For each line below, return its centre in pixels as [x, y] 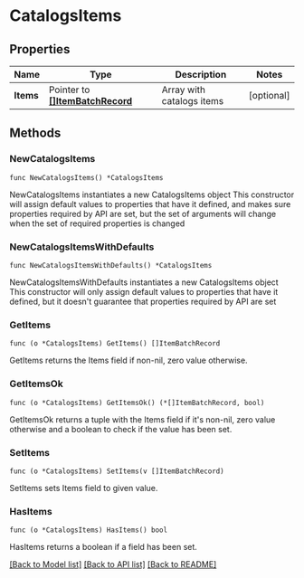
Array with [184, 90]
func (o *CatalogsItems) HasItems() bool [89, 530]
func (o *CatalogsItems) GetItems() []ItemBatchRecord [115, 344]
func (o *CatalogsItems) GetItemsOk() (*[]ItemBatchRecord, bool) [137, 403]
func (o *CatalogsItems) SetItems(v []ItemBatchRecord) [117, 471]
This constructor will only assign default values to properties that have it [144, 291]
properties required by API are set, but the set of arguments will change [143, 213]
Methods [35, 133]
